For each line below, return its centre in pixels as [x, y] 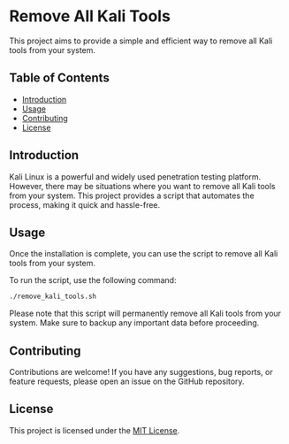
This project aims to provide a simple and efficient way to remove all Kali [141, 41]
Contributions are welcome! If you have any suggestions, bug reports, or [141, 372]
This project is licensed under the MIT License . [95, 430]
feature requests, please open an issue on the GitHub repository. [127, 381]
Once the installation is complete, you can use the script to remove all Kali [144, 254]
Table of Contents [60, 78]
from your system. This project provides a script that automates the [132, 195]
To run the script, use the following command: [93, 280]
